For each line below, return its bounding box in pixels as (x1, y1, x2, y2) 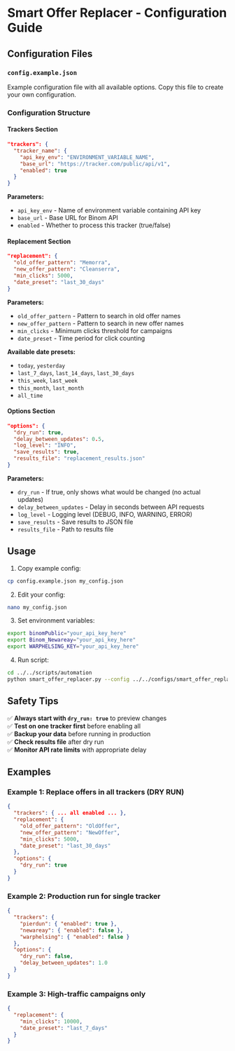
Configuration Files (7, 48, 93, 60)
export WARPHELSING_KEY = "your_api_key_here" (7, 643, 139, 650)
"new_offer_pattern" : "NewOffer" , (20, 829, 120, 836)
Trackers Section (7, 125, 58, 134)
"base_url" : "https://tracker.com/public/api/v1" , (20, 160, 171, 168)
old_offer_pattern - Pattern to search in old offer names (17, 311, 181, 320)
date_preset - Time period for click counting (17, 334, 145, 342)
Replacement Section (7, 237, 71, 245)
